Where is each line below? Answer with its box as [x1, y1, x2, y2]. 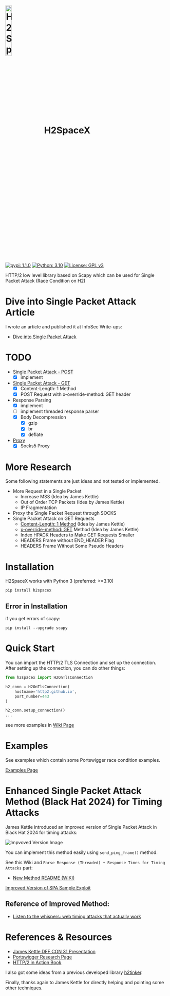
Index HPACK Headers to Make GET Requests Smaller [20, 532, 135, 538]
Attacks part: [5, 865, 33, 871]
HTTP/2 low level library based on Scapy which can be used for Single [5, 272, 155, 278]
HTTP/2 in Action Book [12, 959, 62, 965]
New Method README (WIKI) [12, 875, 75, 881]
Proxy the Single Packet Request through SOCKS [12, 510, 117, 516]
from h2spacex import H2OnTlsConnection [5, 675, 93, 680]
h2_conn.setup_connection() [5, 708, 66, 713]
